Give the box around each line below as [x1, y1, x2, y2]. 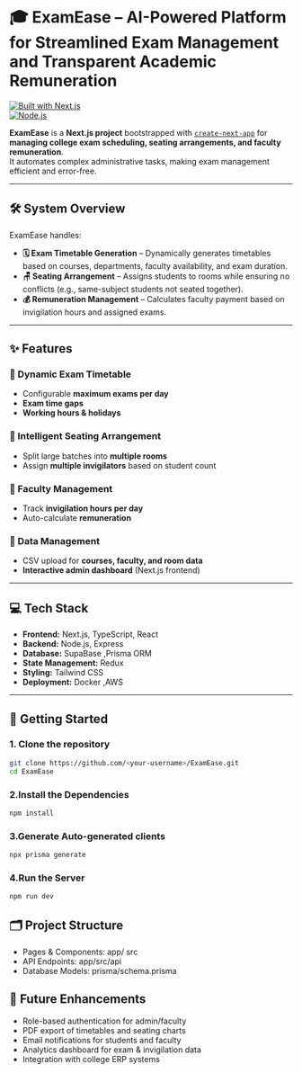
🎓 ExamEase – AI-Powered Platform [9, 7, 287, 28]
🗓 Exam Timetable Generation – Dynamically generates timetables [22, 247, 271, 258]
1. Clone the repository [9, 738, 111, 751]
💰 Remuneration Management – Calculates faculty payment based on [22, 293, 285, 304]
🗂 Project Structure [9, 918, 124, 934]
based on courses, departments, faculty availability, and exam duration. [22, 260, 288, 271]
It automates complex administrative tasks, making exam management [9, 156, 270, 166]
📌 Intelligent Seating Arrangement [9, 430, 162, 443]
